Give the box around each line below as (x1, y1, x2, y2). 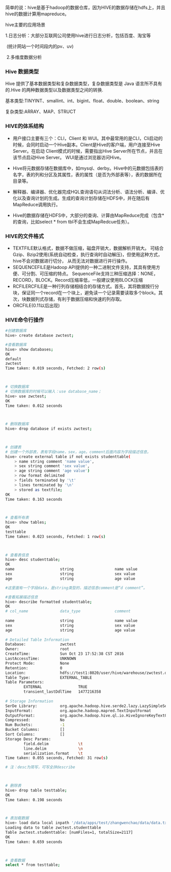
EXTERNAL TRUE (23, 685, 88, 690)
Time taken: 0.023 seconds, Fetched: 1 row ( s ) (5, 534, 106, 539)
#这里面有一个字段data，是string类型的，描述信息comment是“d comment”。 (5, 585, 148, 590)
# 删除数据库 (5, 422, 29, 427)
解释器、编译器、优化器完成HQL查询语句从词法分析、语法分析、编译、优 (12, 188, 165, 195)
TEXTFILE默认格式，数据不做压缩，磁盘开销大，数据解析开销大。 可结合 (12, 245, 164, 251)
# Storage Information (5, 698, 53, 704)
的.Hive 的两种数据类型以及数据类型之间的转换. (5, 87, 103, 93)
